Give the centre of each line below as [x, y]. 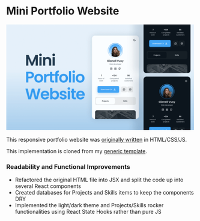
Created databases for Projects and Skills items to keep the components [104, 193]
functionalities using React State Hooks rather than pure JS [88, 212]
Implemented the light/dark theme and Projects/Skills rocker [89, 205]
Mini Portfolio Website [63, 11]
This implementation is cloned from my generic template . [77, 151]
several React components [48, 186]
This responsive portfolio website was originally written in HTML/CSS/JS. [97, 140]
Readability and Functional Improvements [68, 167]
